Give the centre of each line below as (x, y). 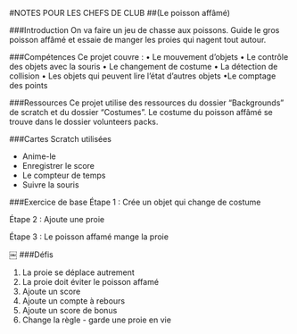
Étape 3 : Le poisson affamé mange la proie (89, 237)
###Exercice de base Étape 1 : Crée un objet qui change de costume (135, 202)
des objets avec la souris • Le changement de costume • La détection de (144, 67)
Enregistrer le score (58, 166)
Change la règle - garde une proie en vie (97, 320)
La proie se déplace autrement (78, 272)
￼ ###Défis (31, 255)
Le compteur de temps (64, 175)
